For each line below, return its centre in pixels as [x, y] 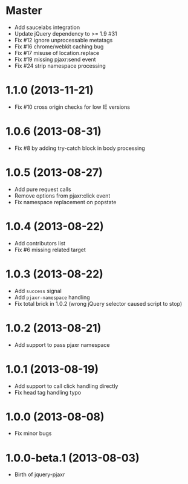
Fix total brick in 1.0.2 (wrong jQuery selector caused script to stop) [98, 303]
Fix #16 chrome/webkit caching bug [59, 47]
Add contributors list [40, 243]
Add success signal [38, 291]
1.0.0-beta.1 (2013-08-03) [73, 458]
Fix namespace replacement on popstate [65, 202]
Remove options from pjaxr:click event [62, 195]
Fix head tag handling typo [48, 392]
